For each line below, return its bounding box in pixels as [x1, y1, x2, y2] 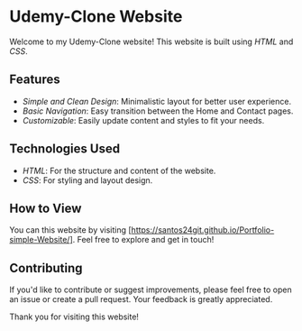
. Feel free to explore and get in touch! [72, 234, 215, 245]
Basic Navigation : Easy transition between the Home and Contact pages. [22, 106, 294, 116]
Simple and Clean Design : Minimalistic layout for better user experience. [22, 96, 291, 106]
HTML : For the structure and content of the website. [22, 165, 216, 176]
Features [9, 72, 60, 87]
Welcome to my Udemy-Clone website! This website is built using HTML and [9, 36, 294, 47]
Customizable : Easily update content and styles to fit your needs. [22, 115, 265, 125]
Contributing [9, 260, 83, 276]
